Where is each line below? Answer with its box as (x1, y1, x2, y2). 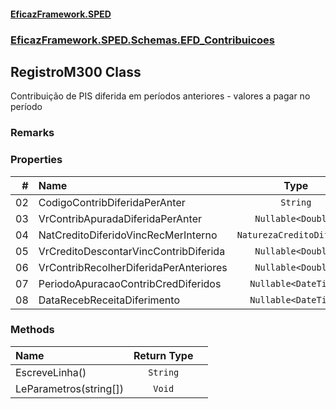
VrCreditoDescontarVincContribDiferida (38, 244, 226, 258)
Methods (10, 323, 55, 337)
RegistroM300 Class (10, 63, 142, 80)
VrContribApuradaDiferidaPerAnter (38, 211, 202, 225)
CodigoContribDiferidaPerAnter (38, 195, 186, 209)
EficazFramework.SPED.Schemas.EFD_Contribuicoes (10, 33, 275, 47)
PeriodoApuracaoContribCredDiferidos (38, 276, 222, 290)
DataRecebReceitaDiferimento (38, 293, 180, 307)
